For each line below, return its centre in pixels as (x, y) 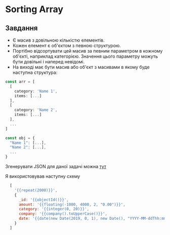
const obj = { (20, 138)
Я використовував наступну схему (43, 176)
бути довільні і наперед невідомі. (49, 62)
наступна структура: (35, 72)
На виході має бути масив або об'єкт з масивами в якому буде (81, 67)
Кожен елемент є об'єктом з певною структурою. (67, 46)
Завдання (22, 28)
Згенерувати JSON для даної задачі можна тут (56, 166)
